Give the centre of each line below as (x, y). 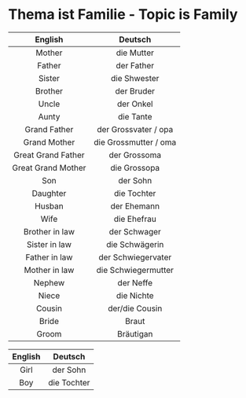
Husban (50, 206)
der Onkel (135, 104)
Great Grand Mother (49, 168)
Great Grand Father (49, 155)
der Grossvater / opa (135, 129)
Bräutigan (135, 334)
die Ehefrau (135, 219)
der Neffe (135, 282)
